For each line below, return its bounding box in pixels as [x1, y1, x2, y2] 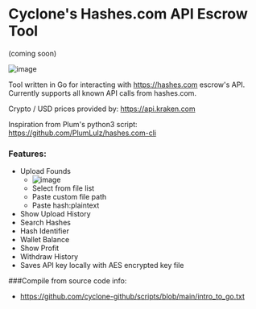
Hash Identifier [19, 226, 70, 236]
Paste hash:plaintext [31, 200, 100, 210]
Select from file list [31, 183, 95, 193]
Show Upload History [19, 209, 91, 219]
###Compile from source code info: [8, 276, 127, 286]
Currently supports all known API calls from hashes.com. [8, 88, 197, 97]
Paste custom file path [31, 192, 107, 202]
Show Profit [19, 243, 60, 253]
